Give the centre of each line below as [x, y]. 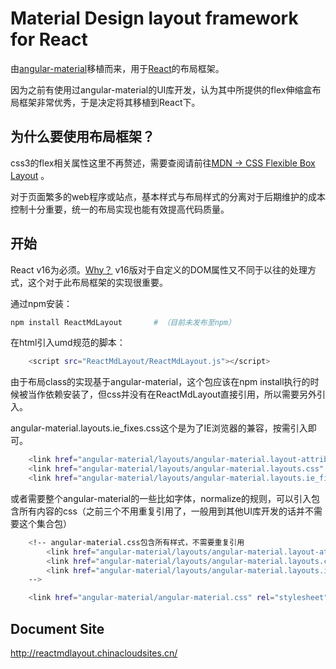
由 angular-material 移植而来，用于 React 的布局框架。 [117, 68]
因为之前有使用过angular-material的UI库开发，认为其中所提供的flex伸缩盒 [161, 89]
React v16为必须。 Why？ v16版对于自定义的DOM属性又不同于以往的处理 [159, 269]
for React [49, 39]
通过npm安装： [41, 303]
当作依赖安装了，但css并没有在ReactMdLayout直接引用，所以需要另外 [172, 394]
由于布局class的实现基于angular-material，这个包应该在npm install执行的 [160, 382]
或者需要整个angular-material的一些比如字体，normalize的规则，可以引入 [161, 498]
